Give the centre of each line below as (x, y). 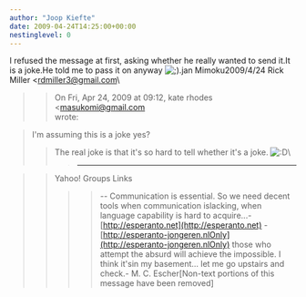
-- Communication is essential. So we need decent (195, 196)
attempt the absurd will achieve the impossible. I (190, 254)
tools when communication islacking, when (181, 206)
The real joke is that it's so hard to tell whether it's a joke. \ (173, 152)
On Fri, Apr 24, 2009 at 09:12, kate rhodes (133, 97)
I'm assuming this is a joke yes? (91, 135)
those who (251, 245)
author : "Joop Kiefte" (52, 18)
